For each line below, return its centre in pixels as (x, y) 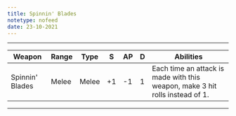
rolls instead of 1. (181, 95)
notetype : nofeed (33, 20)
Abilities (189, 57)
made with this (176, 78)
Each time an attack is (188, 68)
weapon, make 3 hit (184, 86)
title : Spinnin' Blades (42, 14)
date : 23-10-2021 (33, 27)
